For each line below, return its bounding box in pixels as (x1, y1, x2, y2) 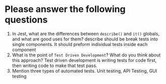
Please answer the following (5, 3, 126, 15)
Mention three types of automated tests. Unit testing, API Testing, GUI (12, 67, 157, 73)
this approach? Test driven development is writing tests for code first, (12, 57, 157, 63)
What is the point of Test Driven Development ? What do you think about (12, 51, 161, 58)
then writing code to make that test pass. (12, 62, 97, 68)
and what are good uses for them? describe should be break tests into (12, 36, 158, 42)
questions (5, 14, 48, 25)
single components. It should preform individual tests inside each (12, 41, 148, 47)
